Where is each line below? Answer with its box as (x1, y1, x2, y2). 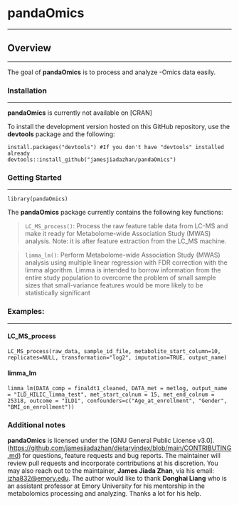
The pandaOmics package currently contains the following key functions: (7, 208, 224, 217)
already (7, 150, 31, 158)
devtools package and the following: (7, 130, 115, 138)
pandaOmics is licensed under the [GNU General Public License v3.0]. (7, 437, 215, 445)
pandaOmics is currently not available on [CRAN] (7, 108, 153, 117)
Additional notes (7, 419, 66, 429)
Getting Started (7, 173, 62, 183)
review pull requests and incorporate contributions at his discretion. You (7, 459, 218, 468)
